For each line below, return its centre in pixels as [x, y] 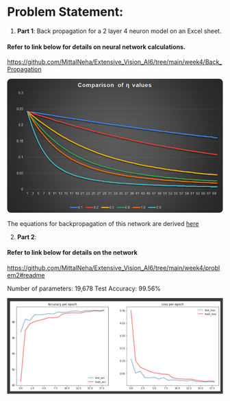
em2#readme [26, 275]
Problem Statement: [65, 12]
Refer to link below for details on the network [73, 253]
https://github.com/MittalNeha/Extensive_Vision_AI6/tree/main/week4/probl [114, 268]
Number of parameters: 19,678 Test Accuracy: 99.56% [84, 288]
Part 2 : [27, 237]
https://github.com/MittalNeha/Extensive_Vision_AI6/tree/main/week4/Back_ [115, 62]
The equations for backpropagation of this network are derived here [103, 223]
